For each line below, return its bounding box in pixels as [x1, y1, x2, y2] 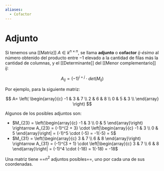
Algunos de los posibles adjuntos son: [5, 110, 82, 116]
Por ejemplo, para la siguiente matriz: [5, 86, 80, 92]
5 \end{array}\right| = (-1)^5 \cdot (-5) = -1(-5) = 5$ [12, 130, 117, 136]
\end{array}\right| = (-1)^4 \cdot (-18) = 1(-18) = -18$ [12, 146, 118, 151]
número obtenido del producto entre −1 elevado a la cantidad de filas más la [5, 55, 158, 61]
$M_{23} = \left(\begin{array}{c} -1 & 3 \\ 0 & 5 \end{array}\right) [12, 120, 143, 126]
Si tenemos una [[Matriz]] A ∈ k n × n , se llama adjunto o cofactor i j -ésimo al [5, 49, 159, 56]
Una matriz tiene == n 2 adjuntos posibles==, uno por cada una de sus [5, 155, 145, 162]
